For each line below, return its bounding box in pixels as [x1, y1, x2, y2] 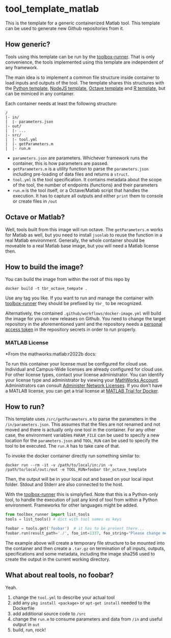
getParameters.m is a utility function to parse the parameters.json [12, 165, 149, 172]
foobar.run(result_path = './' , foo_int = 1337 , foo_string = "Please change [5, 531, 160, 536]
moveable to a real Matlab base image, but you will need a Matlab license [5, 242, 159, 248]
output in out [12, 621, 40, 627]
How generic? [5, 40, 50, 49]
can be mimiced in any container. [5, 90, 75, 97]
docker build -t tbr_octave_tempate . [5, 286, 88, 291]
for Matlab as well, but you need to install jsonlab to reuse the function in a [5, 232, 162, 238]
